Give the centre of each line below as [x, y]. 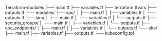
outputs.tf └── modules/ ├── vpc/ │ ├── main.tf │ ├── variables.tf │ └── [81, 13]
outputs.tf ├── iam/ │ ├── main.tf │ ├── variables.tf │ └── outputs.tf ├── [81, 18]
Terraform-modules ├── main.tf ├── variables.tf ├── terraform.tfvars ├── [81, 7]
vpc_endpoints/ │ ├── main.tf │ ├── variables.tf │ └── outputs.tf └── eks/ [81, 28]
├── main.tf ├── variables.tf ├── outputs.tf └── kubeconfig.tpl [70, 33]
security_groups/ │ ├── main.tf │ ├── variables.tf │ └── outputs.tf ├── [78, 23]
